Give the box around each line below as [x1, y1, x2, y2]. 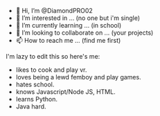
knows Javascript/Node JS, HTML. [15, 88, 116, 96]
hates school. [15, 80, 55, 88]
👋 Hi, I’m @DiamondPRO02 [15, 7, 94, 14]
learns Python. [15, 95, 58, 103]
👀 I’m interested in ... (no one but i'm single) [15, 14, 141, 22]
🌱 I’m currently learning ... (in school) [15, 21, 122, 29]
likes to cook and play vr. [15, 66, 87, 74]
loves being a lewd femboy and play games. [15, 73, 142, 81]
